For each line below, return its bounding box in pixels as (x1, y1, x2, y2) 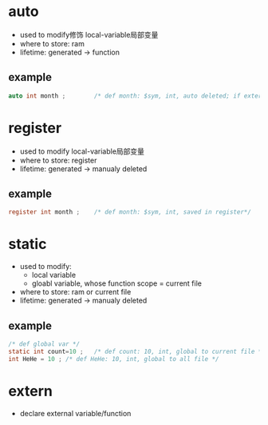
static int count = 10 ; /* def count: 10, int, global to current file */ (8, 347, 266, 355)
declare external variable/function (19, 408, 132, 418)
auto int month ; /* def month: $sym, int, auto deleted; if (8, 91, 241, 100)
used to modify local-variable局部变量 (19, 146, 145, 156)
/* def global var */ (8, 340, 81, 348)
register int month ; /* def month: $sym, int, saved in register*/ (8, 208, 251, 216)
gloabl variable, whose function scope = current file (31, 279, 202, 288)
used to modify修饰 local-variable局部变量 (19, 30, 159, 39)
